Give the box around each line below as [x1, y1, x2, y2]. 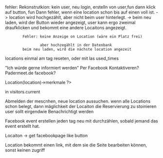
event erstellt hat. [5, 123, 40, 129]
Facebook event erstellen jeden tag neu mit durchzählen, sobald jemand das [5, 118, 158, 123]
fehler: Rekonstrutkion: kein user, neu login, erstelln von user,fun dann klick [5, 4, 156, 10]
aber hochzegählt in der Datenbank [39, 43, 112, 48]
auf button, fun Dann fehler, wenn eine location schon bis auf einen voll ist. [5, 9, 155, 15]
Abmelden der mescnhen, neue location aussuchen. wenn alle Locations [5, 98, 151, 104]
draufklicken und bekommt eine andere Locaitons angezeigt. [5, 25, 127, 31]
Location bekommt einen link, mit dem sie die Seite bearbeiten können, [5, 142, 147, 148]
